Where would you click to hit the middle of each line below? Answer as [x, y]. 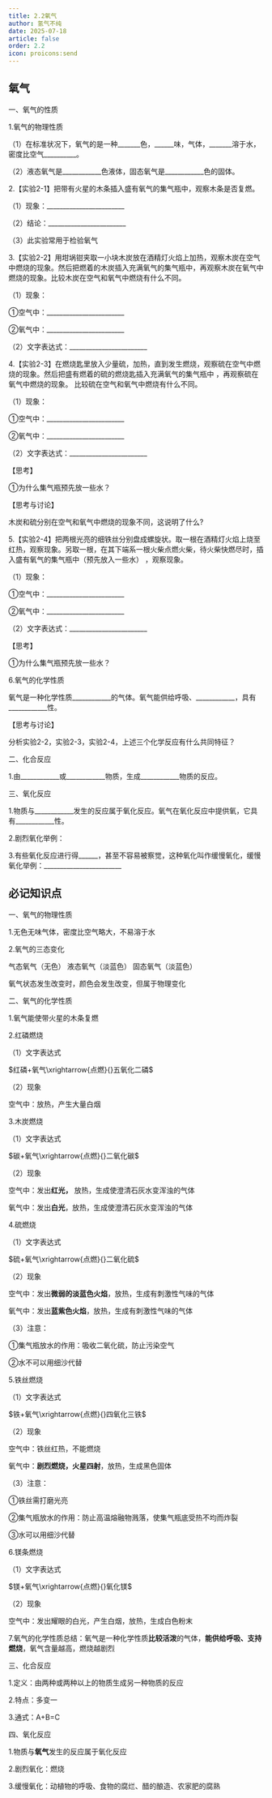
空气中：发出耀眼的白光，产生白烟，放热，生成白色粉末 [100, 1620]
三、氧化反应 [30, 793]
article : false [34, 39]
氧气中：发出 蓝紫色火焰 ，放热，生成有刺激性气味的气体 [100, 1311]
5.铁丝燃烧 [25, 1380]
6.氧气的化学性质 [36, 680]
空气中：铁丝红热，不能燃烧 [55, 1449]
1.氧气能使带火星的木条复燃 [53, 1017]
